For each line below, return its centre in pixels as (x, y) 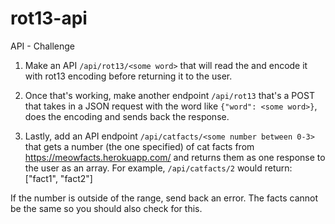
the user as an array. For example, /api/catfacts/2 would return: (158, 168)
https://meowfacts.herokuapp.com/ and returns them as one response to (175, 157)
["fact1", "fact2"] (58, 178)
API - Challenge (43, 46)
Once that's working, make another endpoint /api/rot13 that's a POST (169, 95)
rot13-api (49, 18)
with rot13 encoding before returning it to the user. (128, 76)
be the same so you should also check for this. (106, 208)
